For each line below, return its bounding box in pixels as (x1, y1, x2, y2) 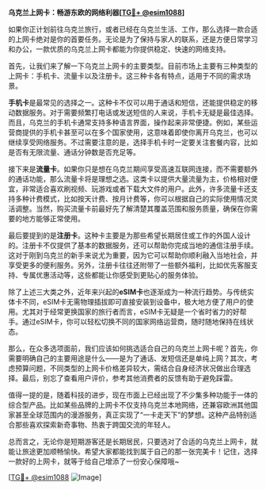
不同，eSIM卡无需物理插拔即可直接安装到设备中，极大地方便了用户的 (21, 297, 247, 306)
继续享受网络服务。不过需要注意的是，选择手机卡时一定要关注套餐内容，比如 (8, 138, 258, 147)
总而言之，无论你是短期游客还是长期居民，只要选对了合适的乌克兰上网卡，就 (8, 437, 258, 446)
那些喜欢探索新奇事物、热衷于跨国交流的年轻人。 (14, 420, 175, 429)
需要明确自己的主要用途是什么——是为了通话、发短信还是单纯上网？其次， (8, 354, 251, 363)
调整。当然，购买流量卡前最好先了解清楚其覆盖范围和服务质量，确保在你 (14, 204, 251, 213)
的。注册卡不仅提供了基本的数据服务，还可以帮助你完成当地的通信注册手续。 (8, 241, 258, 250)
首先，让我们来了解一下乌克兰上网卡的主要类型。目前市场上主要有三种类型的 (8, 61, 258, 71)
